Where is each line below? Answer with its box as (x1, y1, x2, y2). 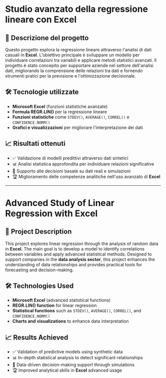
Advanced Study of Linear (5, 197, 115, 209)
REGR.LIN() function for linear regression (12, 302, 97, 308)
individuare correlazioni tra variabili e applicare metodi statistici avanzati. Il (5, 57, 157, 63)
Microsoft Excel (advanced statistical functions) (12, 297, 111, 303)
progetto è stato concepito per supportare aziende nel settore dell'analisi (5, 63, 154, 68)
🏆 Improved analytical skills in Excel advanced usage (12, 367, 123, 374)
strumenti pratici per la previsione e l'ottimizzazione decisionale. (5, 73, 136, 79)
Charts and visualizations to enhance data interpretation (12, 318, 129, 324)
